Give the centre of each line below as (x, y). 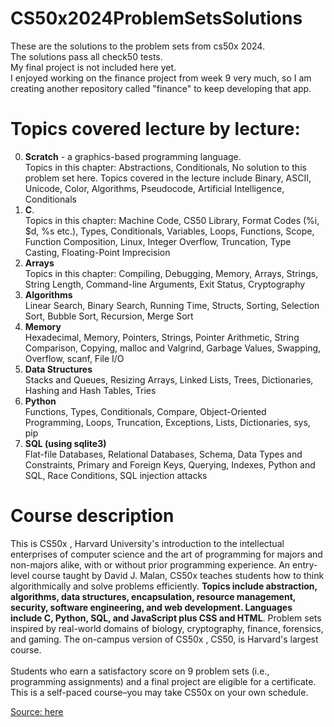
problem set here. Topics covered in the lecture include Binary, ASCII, (168, 178)
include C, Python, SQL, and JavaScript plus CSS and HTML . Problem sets (166, 618)
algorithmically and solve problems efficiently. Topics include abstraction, (164, 586)
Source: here (37, 711)
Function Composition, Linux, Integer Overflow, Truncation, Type (158, 241)
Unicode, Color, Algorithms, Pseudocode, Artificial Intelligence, (154, 188)
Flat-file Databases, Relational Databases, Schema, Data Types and (163, 454)
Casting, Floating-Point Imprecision (97, 252)
